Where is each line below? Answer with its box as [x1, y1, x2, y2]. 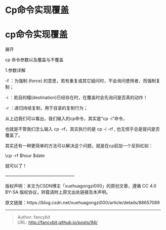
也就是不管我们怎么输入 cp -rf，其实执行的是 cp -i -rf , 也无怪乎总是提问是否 [5, 126, 160, 132]
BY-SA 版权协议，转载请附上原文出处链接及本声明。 [5, 189, 111, 195]
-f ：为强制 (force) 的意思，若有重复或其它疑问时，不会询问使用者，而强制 [5, 78, 157, 84]
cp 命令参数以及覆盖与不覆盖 [5, 57, 64, 63]
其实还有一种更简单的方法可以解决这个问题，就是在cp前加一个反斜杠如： [5, 143, 153, 149]
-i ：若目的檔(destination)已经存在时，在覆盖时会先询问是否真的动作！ [5, 94, 148, 100]
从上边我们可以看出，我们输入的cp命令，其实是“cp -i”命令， [5, 116, 127, 122]
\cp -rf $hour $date [5, 153, 45, 159]
